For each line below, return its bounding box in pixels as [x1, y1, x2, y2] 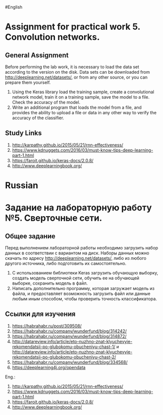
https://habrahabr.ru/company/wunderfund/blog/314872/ [12, 333, 127, 339]
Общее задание [5, 232, 55, 240]
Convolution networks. [5, 32, 100, 43]
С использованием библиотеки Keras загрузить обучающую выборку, [12, 270, 159, 275]
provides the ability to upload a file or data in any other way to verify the [12, 110, 157, 115]
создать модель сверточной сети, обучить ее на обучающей [12, 275, 140, 281]
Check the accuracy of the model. [12, 100, 81, 105]
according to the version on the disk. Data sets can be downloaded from [5, 69, 150, 75]
